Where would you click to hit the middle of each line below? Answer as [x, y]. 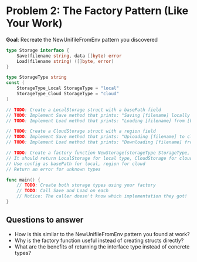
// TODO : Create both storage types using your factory [86, 185]
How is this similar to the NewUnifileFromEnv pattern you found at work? [102, 234]
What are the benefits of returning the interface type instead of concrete [102, 246]
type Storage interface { [38, 50]
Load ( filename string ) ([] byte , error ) [65, 61]
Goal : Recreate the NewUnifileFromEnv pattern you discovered [82, 39]
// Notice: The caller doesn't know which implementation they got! [102, 196]
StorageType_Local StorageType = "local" [68, 88]
